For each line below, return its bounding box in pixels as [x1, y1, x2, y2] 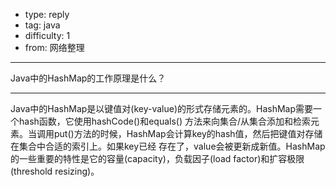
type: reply [24, 9, 70, 20]
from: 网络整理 [24, 42, 85, 53]
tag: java [24, 19, 61, 31]
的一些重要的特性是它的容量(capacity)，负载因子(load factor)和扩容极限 [10, 153, 305, 164]
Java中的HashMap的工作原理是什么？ [10, 72, 167, 84]
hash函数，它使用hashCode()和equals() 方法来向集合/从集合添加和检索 [18, 115, 312, 127]
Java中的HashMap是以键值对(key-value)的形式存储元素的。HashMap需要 [10, 103, 314, 114]
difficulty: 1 [24, 30, 71, 41]
